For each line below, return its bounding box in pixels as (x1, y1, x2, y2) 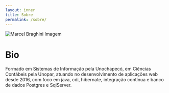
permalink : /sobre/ (5, 17, 47, 22)
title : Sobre (5, 12, 33, 17)
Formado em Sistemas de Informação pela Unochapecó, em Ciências (5, 66, 151, 72)
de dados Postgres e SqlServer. (5, 82, 72, 88)
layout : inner (5, 7, 36, 13)
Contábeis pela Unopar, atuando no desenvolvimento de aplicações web (5, 71, 158, 77)
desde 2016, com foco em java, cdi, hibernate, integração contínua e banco (5, 77, 164, 83)
